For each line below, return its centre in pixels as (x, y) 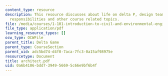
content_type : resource (30, 10)
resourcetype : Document (30, 56)
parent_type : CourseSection (34, 47)
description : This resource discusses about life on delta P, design (79, 14)
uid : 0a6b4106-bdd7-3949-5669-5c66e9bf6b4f (51, 65)
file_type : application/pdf (34, 28)
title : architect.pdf (28, 61)
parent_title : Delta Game (32, 42)
